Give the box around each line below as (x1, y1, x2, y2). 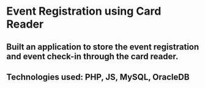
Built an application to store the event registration (6, 42, 199, 52)
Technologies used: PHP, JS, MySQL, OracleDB (6, 71, 190, 82)
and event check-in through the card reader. (6, 51, 179, 62)
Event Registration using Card (6, 4, 162, 18)
